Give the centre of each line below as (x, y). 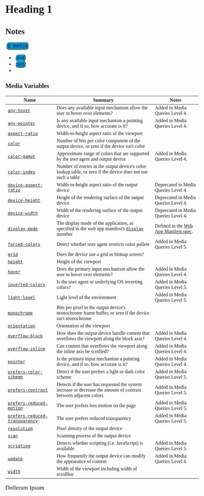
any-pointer (21, 123)
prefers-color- (25, 372)
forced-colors (24, 244)
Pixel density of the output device (89, 428)
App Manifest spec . (174, 231)
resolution (20, 428)
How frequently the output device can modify (101, 456)
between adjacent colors (80, 395)
